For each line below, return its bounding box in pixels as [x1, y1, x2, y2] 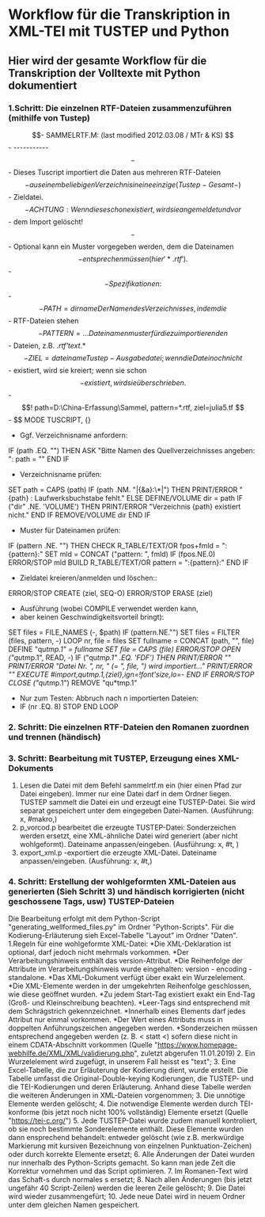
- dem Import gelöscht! [8, 216, 84, 227]
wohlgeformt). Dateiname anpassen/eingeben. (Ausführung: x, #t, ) [19, 840, 240, 849]
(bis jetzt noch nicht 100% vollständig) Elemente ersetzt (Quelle [41, 1108, 248, 1117]
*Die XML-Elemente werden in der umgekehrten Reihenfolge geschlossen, [8, 981, 252, 991]
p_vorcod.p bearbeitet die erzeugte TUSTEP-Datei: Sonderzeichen [19, 822, 237, 833]
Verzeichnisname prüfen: [19, 469, 102, 479]
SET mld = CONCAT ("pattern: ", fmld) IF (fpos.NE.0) [44, 549, 216, 559]
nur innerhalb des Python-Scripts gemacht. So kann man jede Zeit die [8, 1158, 236, 1168]
